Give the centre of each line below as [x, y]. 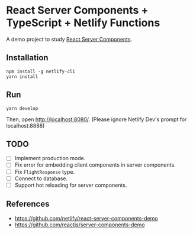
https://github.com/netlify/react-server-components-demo [86, 218]
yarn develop [22, 108]
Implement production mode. [50, 158]
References [28, 204]
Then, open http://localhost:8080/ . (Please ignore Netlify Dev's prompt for [96, 119]
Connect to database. [41, 178]
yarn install [22, 77]
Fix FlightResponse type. [45, 171]
